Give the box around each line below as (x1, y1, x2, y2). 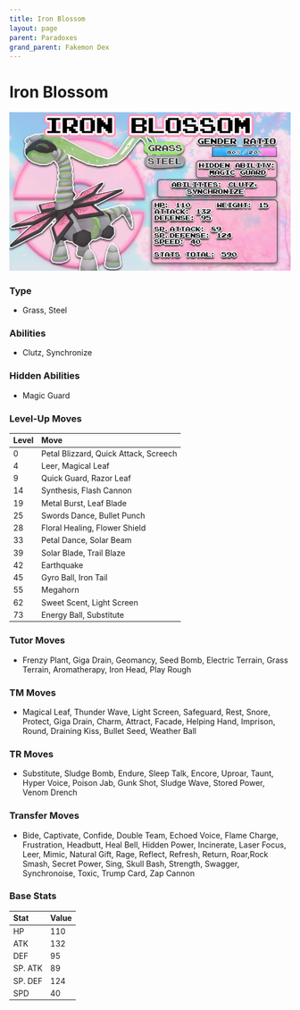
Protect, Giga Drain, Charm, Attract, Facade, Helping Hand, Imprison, (21, 715, 276, 727)
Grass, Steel (21, 305, 68, 315)
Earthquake (41, 559, 84, 571)
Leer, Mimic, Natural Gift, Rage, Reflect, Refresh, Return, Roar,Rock (21, 848, 269, 859)
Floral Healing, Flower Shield (41, 522, 146, 533)
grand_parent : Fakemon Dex (9, 43, 110, 52)
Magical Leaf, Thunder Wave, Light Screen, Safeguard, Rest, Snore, (21, 706, 271, 717)
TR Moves (9, 747, 54, 760)
